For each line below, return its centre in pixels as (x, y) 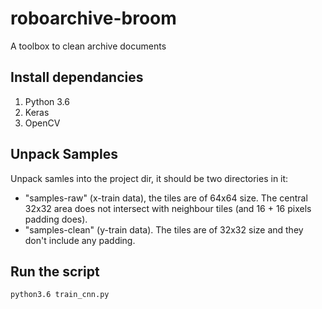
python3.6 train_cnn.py (60, 295)
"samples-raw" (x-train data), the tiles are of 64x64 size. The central (166, 198)
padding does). (56, 219)
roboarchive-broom (93, 18)
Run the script (55, 271)
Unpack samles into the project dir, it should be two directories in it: (149, 178)
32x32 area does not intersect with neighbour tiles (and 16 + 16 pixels (168, 208)
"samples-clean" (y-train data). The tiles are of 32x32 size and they (164, 229)
